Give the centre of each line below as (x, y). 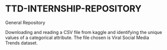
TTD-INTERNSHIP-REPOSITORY (73, 9)
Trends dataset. (21, 42)
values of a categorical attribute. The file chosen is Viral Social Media (77, 37)
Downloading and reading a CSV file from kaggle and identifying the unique (84, 32)
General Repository (25, 22)
